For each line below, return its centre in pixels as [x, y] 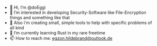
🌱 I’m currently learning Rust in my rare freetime [57, 33]
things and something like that [40, 17]
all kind [17, 28]
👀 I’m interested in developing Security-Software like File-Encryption [78, 12]
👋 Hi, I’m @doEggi [28, 7]
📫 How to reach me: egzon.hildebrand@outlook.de [61, 38]
